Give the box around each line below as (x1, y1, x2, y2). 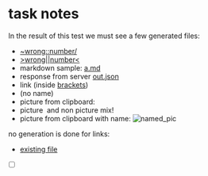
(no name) (19, 88, 54, 98)
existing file (19, 144, 58, 154)
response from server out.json (19, 71, 119, 81)
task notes (8, 5, 79, 23)
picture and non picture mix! (19, 105, 114, 115)
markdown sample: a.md (19, 63, 101, 72)
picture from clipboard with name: (19, 113, 131, 123)
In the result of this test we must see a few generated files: (8, 31, 200, 40)
